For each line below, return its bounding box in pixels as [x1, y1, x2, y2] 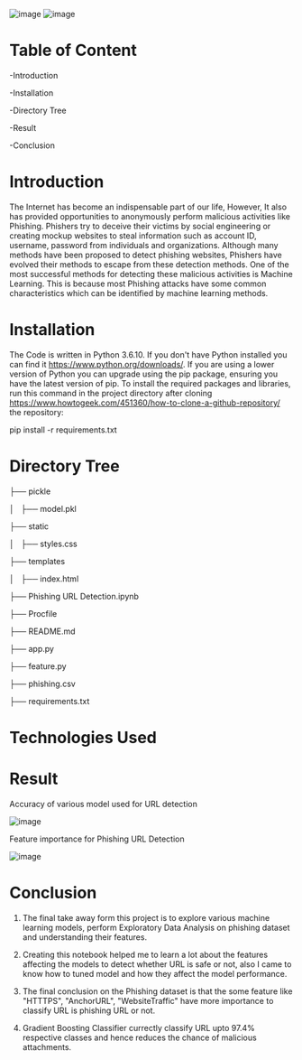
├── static [9, 520, 50, 532]
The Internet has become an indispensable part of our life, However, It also [9, 201, 287, 212]
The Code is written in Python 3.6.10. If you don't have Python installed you [9, 349, 288, 360]
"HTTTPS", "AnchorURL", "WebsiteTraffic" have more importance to [22, 995, 274, 1006]
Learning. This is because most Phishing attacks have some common [9, 278, 267, 289]
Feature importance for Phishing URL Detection [9, 833, 185, 844]
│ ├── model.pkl [9, 503, 77, 514]
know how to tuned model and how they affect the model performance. [22, 968, 288, 979]
